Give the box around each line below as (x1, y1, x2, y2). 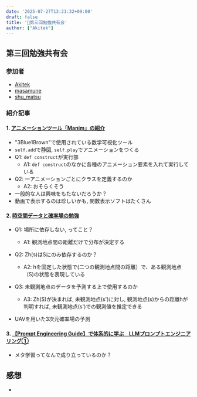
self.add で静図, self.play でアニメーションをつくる (14, 146, 140, 153)
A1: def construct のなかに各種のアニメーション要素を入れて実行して (23, 161, 189, 168)
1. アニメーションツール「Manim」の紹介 (6, 124, 106, 132)
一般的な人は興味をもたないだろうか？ (14, 190, 107, 197)
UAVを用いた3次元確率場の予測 (14, 315, 90, 323)
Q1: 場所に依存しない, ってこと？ (14, 226, 94, 233)
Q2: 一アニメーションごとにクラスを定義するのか (14, 175, 133, 182)
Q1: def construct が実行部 (14, 154, 79, 161)
